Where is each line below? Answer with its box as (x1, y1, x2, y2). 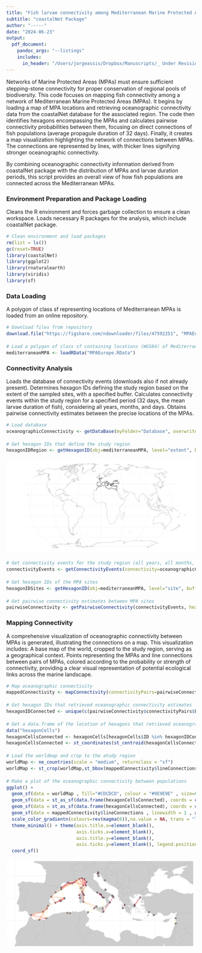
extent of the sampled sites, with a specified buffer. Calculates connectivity (6, 390, 193, 397)
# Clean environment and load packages (6, 233, 106, 239)
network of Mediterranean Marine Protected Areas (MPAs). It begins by (6, 97, 183, 105)
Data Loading (6, 292, 46, 300)
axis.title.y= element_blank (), (76, 835, 155, 841)
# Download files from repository (6, 325, 93, 331)
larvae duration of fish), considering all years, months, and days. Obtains (6, 403, 186, 410)
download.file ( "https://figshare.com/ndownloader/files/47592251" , (6, 331, 179, 337)
